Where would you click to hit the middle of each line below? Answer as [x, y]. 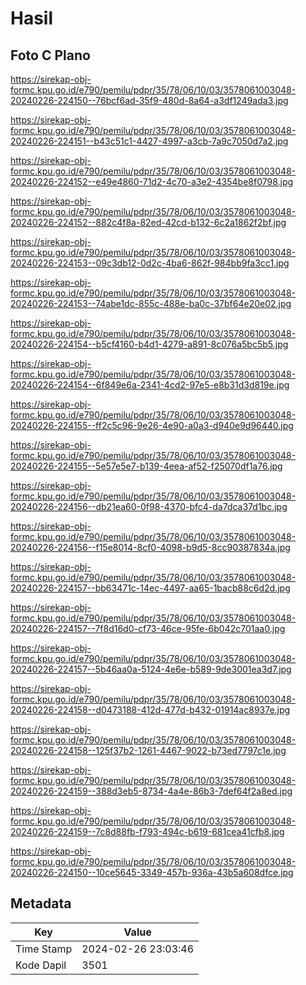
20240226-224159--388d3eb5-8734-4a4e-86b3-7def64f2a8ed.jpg [151, 791]
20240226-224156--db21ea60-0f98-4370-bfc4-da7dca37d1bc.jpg [149, 506]
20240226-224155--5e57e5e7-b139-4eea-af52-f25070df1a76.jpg [146, 466]
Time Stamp [44, 949]
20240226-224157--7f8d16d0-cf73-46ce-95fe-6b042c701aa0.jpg [148, 628]
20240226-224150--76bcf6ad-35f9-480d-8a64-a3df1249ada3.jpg [149, 100]
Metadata [41, 903]
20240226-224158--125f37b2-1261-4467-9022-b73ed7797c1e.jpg [148, 750]
